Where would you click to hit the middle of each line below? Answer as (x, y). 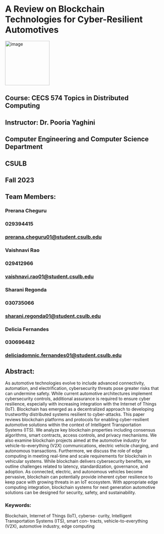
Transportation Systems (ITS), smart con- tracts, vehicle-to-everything (77, 521)
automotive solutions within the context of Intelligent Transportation (73, 425)
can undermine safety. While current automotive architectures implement (79, 394)
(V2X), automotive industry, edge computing (50, 526)
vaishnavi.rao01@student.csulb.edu (49, 277)
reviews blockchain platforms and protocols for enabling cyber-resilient (77, 420)
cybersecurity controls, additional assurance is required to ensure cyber (78, 399)
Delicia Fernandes (27, 329)
